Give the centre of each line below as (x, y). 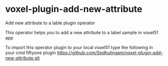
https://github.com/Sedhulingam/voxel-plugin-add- (110, 53)
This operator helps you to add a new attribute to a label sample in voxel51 (82, 32)
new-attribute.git (23, 58)
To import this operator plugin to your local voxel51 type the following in (79, 47)
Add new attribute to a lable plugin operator (50, 23)
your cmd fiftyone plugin (31, 53)
